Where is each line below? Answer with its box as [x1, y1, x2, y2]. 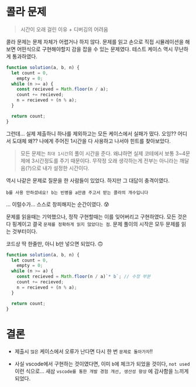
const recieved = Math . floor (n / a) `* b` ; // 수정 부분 [16, 273, 151, 280]
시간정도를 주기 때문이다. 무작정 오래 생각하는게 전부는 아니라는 [35, 157, 178, 164]
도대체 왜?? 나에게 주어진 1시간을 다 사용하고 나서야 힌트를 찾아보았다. [12, 137, 171, 144]
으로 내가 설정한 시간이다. [32, 165, 90, 172]
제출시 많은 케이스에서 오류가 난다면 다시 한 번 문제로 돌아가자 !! [14, 348, 153, 355]
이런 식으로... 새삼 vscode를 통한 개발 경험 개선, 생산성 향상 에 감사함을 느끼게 [14, 368, 189, 375]
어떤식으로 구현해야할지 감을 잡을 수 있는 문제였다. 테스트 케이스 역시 [16, 45, 173, 53]
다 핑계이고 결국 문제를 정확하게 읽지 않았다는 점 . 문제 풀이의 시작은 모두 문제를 [6, 220, 180, 227]
